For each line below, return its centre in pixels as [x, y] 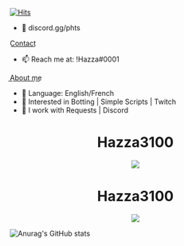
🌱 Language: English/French [68, 93]
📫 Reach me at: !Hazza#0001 [70, 59]
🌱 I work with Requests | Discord [75, 110]
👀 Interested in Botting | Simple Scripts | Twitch [99, 101]
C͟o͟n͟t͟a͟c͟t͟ [23, 43]
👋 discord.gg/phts [51, 28]
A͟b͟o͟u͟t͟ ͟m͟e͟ [26, 77]
